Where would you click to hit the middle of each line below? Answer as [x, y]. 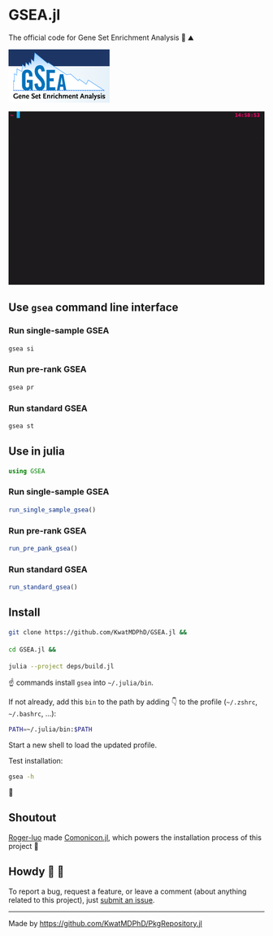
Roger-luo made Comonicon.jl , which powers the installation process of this [135, 837]
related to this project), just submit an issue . [82, 899]
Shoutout [32, 818]
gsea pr [22, 387]
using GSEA [27, 471]
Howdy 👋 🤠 [37, 872]
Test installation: [36, 761]
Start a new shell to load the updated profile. [83, 745]
